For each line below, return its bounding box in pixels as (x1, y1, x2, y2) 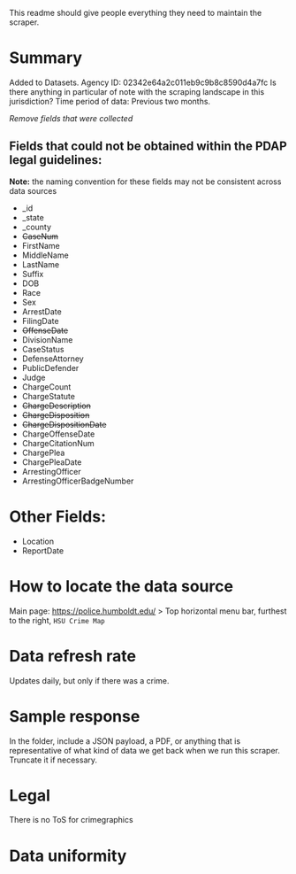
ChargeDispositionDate (21, 419, 107, 429)
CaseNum (21, 230, 59, 242)
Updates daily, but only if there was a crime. (9, 675, 170, 685)
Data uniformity (9, 846, 127, 866)
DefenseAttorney (21, 353, 84, 364)
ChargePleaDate (21, 456, 82, 468)
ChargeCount (21, 381, 72, 392)
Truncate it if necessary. (9, 754, 98, 765)
